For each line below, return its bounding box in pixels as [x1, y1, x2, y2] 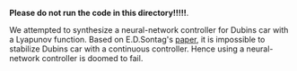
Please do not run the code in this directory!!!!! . [9, 8, 189, 18]
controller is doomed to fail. [41, 53, 144, 63]
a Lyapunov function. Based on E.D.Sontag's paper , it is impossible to [9, 35, 266, 44]
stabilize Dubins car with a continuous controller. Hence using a [9, 43, 245, 54]
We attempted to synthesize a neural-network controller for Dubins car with [9, 25, 289, 35]
